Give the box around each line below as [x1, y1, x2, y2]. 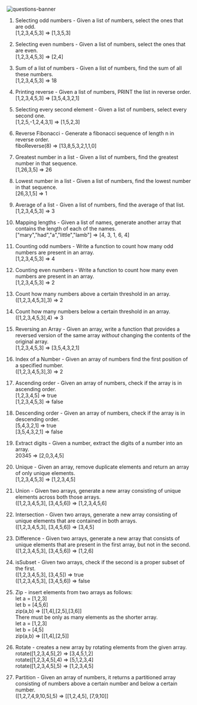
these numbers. [15, 71, 53, 77]
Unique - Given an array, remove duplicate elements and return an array [15, 463, 189, 470]
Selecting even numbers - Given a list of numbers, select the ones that [15, 41, 186, 48]
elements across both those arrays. [15, 493, 101, 500]
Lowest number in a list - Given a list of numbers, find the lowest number [15, 178, 191, 184]
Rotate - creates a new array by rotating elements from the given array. [15, 644, 187, 650]
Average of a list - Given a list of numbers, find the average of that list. [15, 201, 185, 208]
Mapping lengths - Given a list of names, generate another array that [15, 219, 181, 226]
